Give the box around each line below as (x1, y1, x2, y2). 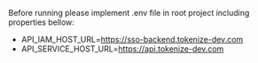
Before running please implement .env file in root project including (8, 8, 250, 18)
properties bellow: (8, 17, 74, 28)
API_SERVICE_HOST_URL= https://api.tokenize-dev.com (20, 43, 224, 54)
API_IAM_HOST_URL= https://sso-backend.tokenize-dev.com (20, 35, 244, 44)
